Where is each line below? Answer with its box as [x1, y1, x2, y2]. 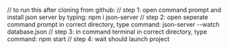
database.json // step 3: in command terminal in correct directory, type [7, 27, 207, 36]
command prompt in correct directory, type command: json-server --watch [7, 21, 220, 28]
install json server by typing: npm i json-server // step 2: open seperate [7, 13, 208, 21]
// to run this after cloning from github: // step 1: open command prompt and [7, 6, 222, 14]
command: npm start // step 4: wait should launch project [7, 35, 170, 43]
